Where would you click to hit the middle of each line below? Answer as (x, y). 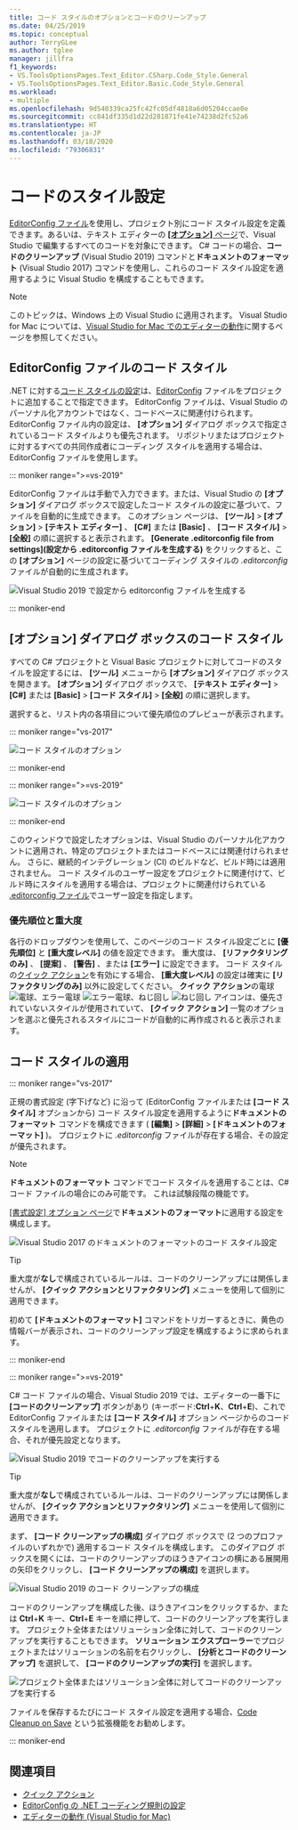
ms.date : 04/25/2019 (48, 26)
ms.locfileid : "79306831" (57, 150)
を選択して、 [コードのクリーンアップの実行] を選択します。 (147, 1663)
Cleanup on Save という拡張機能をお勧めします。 (100, 1723)
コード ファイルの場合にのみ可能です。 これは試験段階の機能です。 (132, 1194)
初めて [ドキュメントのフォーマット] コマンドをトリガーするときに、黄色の (147, 1320)
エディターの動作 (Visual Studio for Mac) (96, 1817)
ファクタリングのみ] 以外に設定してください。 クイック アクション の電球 (142, 986)
